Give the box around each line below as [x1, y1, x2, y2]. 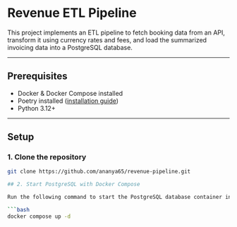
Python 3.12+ [17, 104, 56, 112]
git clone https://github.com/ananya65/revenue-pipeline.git [7, 168, 191, 176]
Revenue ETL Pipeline [7, 5, 137, 21]
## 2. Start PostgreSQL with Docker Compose [7, 181, 140, 188]
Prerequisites [7, 70, 68, 82]
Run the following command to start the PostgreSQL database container [7, 194, 222, 201]
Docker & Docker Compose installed [17, 89, 123, 97]
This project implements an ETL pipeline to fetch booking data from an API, [7, 28, 226, 37]
